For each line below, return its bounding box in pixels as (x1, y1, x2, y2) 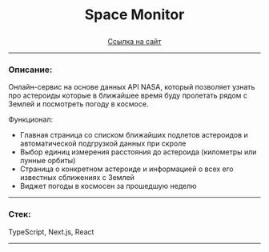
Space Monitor (84, 6, 185, 24)
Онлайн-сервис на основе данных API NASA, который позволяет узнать (8, 82, 255, 92)
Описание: (8, 64, 53, 75)
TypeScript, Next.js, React (8, 226, 94, 237)
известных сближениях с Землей (19, 173, 134, 182)
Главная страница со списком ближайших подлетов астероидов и (19, 130, 248, 140)
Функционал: (8, 114, 54, 125)
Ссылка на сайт (107, 37, 162, 46)
